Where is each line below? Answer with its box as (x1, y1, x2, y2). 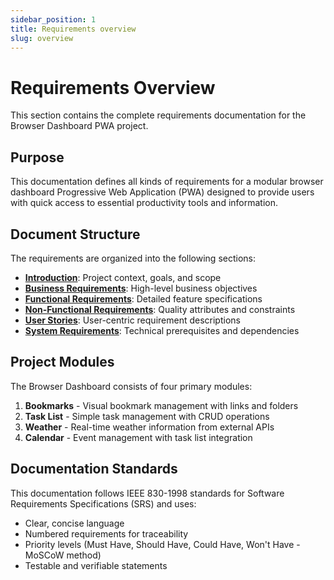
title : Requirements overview (10, 24, 137, 34)
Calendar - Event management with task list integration (24, 431, 253, 443)
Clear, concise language (24, 517, 125, 529)
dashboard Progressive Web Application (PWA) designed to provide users (10, 186, 315, 198)
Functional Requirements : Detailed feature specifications (24, 292, 263, 305)
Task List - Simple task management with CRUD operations (24, 410, 270, 422)
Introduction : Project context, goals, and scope (24, 271, 222, 283)
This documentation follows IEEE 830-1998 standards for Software (10, 487, 285, 499)
